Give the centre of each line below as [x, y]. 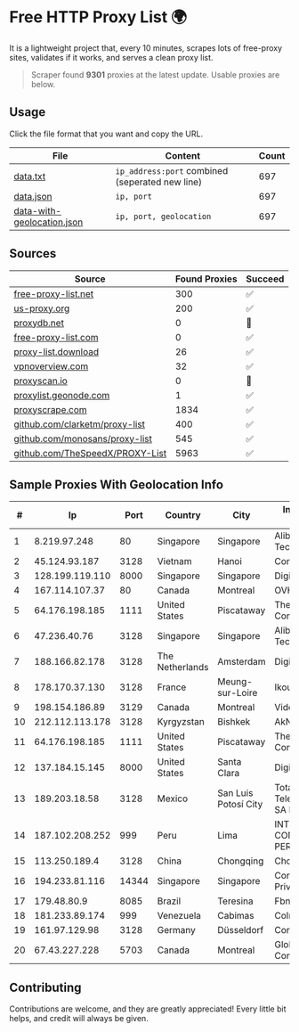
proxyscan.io [41, 381]
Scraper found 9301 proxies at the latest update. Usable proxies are [155, 74]
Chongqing [241, 861]
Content [183, 155]
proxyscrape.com [50, 409]
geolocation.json [48, 222]
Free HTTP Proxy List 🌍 [98, 17]
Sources [33, 254]
